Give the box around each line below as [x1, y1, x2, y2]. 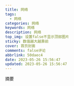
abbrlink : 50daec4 [5, 52, 43, 58]
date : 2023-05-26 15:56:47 [5, 57, 61, 62]
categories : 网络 [5, 21, 39, 26]
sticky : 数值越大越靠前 [5, 39, 49, 44]
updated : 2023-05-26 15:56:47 [5, 62, 68, 66]
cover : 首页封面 [5, 43, 36, 48]
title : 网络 [5, 7, 28, 12]
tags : [5, 12, 16, 17]
